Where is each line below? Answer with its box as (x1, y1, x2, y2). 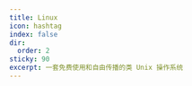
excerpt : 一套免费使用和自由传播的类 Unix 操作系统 (9, 64, 184, 73)
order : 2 (17, 47, 50, 56)
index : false (9, 30, 58, 39)
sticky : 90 (9, 55, 50, 64)
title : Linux (9, 13, 58, 22)
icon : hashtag (9, 21, 63, 30)
